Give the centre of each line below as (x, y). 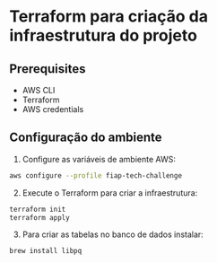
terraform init (38, 209)
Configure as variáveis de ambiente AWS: (99, 159)
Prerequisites (48, 69)
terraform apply (39, 217)
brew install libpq (46, 251)
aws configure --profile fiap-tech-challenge (95, 175)
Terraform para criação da (109, 17)
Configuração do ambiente (86, 138)
